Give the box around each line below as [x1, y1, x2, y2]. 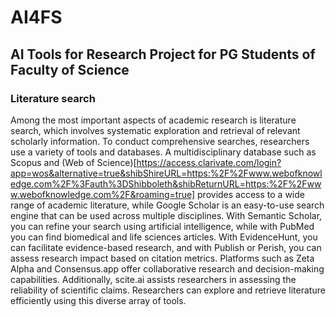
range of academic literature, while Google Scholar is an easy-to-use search [10, 199, 325, 211]
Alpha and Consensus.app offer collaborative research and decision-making [10, 262, 325, 275]
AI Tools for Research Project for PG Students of [10, 46, 316, 63]
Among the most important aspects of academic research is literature [10, 114, 297, 126]
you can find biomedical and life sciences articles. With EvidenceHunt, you [10, 231, 318, 243]
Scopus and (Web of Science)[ [10, 156, 137, 168]
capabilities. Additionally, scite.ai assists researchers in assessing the [10, 273, 297, 285]
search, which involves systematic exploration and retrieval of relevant [10, 124, 301, 136]
